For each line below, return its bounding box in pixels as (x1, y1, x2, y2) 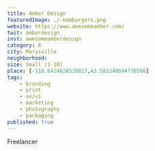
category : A (7, 42, 41, 49)
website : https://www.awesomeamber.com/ (7, 23, 125, 30)
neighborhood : (7, 55, 48, 62)
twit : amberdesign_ (7, 29, 63, 36)
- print (19, 86, 41, 93)
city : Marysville (7, 49, 57, 56)
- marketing (19, 100, 54, 106)
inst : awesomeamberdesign (7, 36, 81, 43)
